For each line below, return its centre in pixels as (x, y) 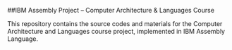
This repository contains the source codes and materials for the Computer (115, 24)
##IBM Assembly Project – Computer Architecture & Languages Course (111, 10)
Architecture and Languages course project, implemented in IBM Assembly (116, 31)
